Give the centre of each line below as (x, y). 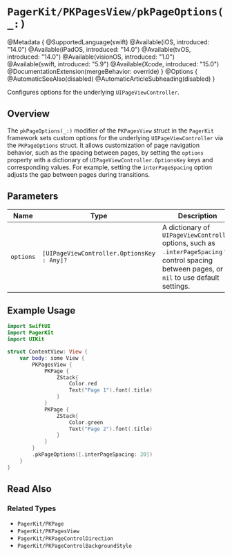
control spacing (187, 260)
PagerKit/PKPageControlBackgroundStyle (75, 546)
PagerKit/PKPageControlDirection (65, 539)
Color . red (83, 384)
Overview (29, 114)
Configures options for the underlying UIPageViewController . (93, 92)
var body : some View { (52, 358)
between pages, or (192, 269)
